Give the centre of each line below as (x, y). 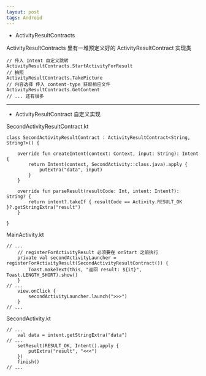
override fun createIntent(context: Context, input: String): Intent (108, 154)
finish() (29, 362)
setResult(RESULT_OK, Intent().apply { (68, 346)
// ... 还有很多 (25, 96)
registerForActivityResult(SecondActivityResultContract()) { (87, 263)
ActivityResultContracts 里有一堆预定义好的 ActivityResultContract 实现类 (99, 48)
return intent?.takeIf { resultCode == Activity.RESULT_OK (105, 202)
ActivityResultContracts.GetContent (53, 89)
